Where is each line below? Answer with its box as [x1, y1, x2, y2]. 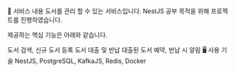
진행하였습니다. [20, 16, 62, 24]
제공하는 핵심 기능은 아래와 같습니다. [7, 31, 108, 39]
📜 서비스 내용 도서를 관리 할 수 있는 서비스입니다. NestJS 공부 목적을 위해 [7, 7, 210, 15]
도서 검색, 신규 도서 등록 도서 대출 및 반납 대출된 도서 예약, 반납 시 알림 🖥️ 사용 [7, 46, 220, 54]
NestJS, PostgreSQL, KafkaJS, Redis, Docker [14, 56, 147, 65]
